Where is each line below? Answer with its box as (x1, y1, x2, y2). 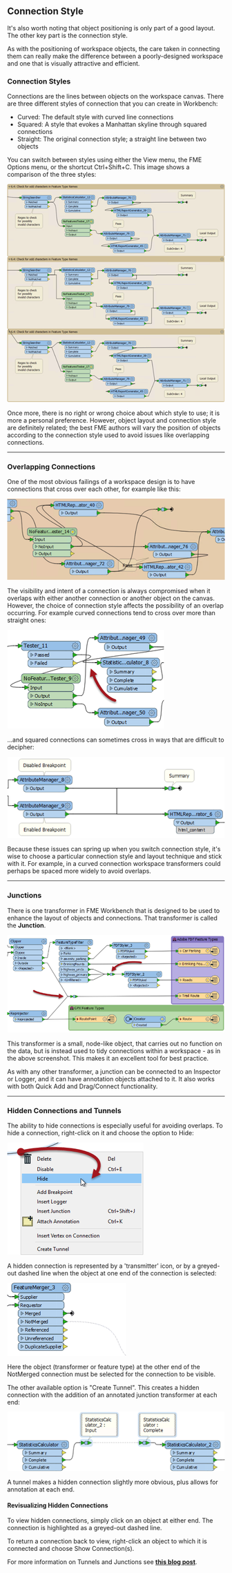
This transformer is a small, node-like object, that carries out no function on (7, 1039, 222, 1048)
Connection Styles (7, 76, 71, 86)
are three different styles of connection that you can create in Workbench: (7, 99, 218, 108)
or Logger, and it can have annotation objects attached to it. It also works (7, 1074, 215, 1083)
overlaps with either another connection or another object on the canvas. (7, 594, 215, 602)
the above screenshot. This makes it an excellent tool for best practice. (7, 1054, 209, 1062)
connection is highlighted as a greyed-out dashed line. (7, 1524, 162, 1532)
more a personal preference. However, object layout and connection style (7, 416, 216, 424)
